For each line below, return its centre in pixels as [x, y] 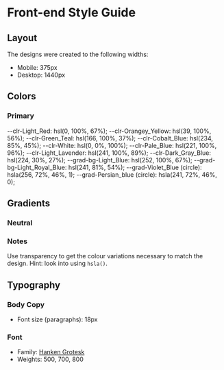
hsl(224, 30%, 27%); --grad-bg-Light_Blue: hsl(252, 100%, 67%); [100, 160]
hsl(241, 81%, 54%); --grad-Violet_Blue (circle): [135, 167]
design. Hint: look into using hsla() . [58, 263]
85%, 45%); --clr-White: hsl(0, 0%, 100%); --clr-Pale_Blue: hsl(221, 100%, [112, 145]
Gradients [29, 203]
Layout [22, 38]
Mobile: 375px [37, 67]
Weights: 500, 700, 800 [50, 359]
